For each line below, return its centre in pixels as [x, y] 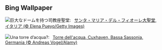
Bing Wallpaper [29, 8]
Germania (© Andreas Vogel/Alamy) [41, 42]
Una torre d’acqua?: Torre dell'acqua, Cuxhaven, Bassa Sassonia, [77, 37]
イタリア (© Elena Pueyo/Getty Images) [45, 26]
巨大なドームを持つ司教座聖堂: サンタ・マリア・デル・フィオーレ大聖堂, [83, 20]
